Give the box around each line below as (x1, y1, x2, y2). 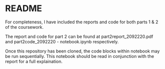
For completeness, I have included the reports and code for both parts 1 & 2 (5, 19, 159, 25)
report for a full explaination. (5, 58, 63, 64)
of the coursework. (5, 24, 44, 30)
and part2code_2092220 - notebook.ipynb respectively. (5, 38, 119, 44)
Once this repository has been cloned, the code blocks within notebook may (5, 48, 160, 54)
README (5, 3, 42, 14)
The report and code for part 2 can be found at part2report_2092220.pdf (5, 34, 154, 39)
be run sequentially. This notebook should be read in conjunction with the (5, 53, 154, 59)
